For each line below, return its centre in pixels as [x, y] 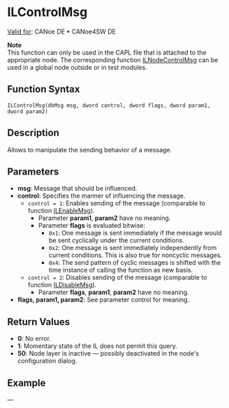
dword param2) [28, 111]
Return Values [39, 322]
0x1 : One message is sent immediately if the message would [135, 233]
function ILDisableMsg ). [62, 285]
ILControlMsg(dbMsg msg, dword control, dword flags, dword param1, [109, 105]
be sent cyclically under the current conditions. [116, 240]
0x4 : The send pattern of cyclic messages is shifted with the [135, 263]
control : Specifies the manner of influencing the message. [101, 196]
